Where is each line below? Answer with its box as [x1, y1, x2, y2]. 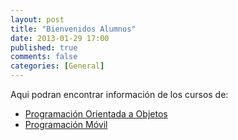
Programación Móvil [24, 119, 108, 130]
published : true [10, 42, 78, 53]
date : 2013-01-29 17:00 [10, 33, 110, 43]
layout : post [10, 14, 65, 25]
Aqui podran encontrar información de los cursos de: [10, 89, 229, 100]
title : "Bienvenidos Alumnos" [10, 24, 137, 34]
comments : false [10, 52, 78, 62]
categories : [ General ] [10, 61, 105, 71]
